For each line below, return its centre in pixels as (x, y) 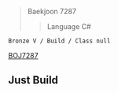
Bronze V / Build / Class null (59, 41)
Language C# (69, 26)
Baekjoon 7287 (52, 11)
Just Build (33, 81)
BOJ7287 (23, 55)
